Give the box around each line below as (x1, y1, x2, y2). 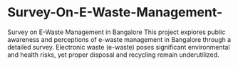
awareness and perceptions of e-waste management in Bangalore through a (7, 35, 232, 43)
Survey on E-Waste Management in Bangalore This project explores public (7, 28, 226, 36)
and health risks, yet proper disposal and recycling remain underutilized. (7, 50, 219, 59)
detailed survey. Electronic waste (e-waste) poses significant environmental (7, 43, 230, 51)
